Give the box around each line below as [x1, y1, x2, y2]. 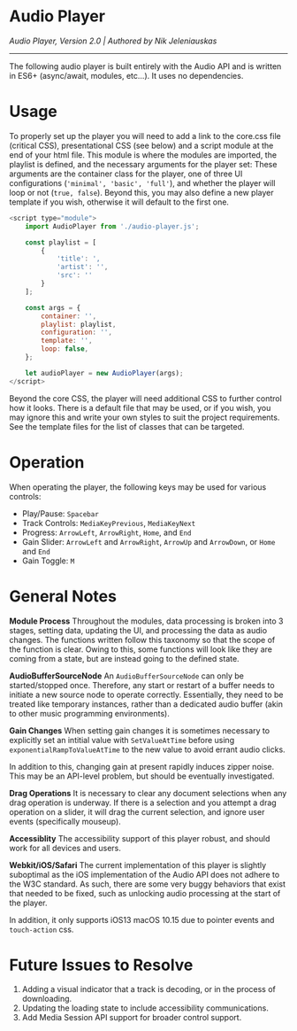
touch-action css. [9, 924, 74, 934]
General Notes [9, 586, 118, 606]
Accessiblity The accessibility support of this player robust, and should [9, 833, 270, 843]
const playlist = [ [25, 237, 97, 247]
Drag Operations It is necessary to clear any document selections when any [9, 787, 287, 798]
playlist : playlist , [41, 320, 117, 329]
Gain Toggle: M [21, 555, 75, 566]
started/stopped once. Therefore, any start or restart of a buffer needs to [9, 679, 276, 690]
